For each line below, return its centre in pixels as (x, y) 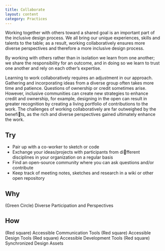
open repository (29, 178)
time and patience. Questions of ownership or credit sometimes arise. (76, 88)
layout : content (22, 14)
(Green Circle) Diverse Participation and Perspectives (59, 205)
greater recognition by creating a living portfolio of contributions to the (77, 104)
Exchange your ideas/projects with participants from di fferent (76, 152)
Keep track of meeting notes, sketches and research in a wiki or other (83, 173)
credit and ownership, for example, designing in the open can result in (76, 99)
